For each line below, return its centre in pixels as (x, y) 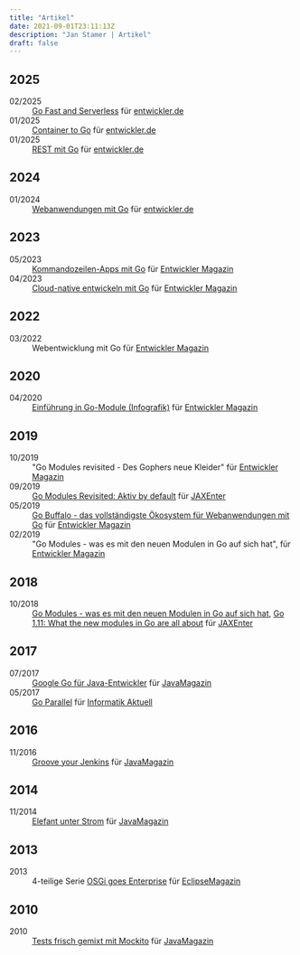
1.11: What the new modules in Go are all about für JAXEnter (143, 623)
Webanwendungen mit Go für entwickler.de (113, 209)
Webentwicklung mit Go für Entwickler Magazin (121, 348)
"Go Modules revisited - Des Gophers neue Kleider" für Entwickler (155, 467)
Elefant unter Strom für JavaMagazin (100, 821)
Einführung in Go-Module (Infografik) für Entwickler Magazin (145, 407)
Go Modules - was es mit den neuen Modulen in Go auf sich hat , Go (158, 613)
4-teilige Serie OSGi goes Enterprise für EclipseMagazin (136, 881)
